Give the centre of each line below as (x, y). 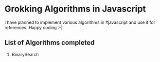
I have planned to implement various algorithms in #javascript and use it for (80, 22)
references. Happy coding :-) (34, 27)
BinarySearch (25, 54)
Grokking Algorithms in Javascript (75, 9)
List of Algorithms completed (50, 43)
